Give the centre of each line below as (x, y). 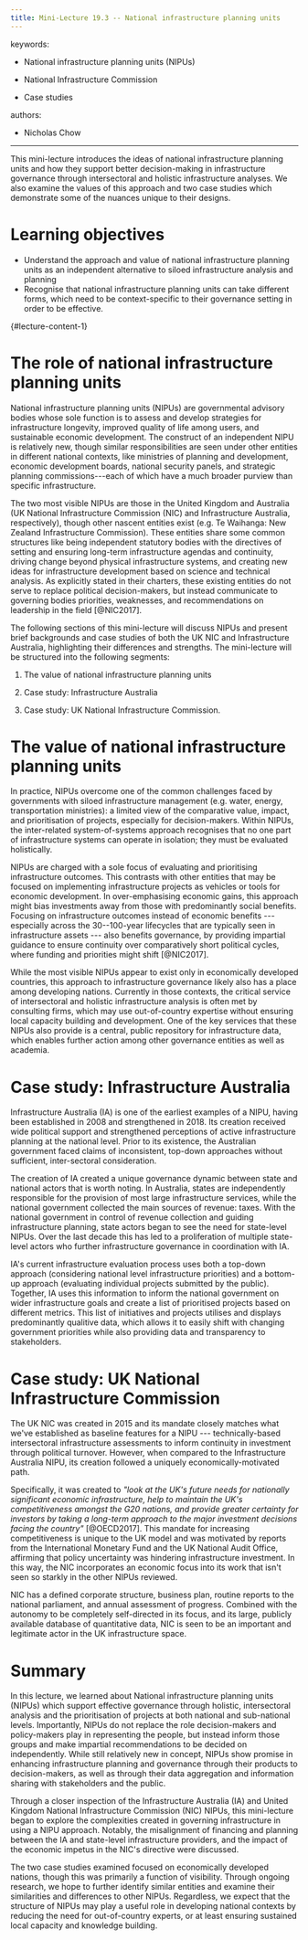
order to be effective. (64, 308)
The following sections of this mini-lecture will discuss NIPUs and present (149, 628)
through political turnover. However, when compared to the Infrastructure (148, 1453)
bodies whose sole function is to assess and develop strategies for (136, 418)
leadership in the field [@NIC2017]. (76, 610)
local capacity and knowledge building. (84, 1925)
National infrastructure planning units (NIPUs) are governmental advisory (148, 408)
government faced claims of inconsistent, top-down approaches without (146, 1151)
